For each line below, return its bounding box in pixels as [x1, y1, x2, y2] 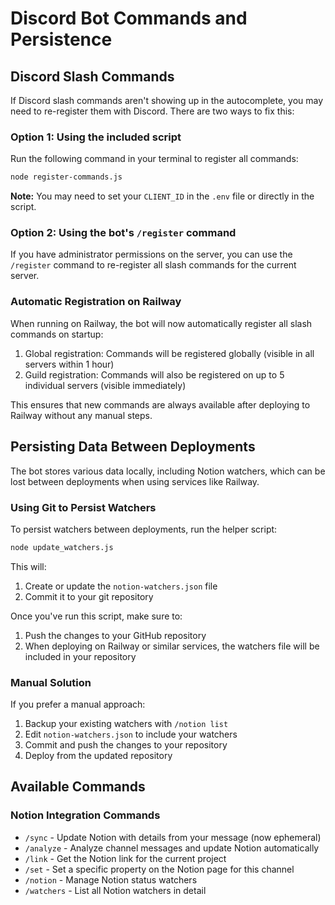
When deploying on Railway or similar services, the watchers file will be [24, 640, 320, 652]
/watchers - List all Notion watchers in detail [24, 884, 207, 896]
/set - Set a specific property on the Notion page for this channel [24, 863, 295, 875]
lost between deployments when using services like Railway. [10, 475, 260, 487]
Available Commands [10, 778, 146, 796]
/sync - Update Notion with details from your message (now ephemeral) [24, 831, 322, 843]
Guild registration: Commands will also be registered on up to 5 [24, 368, 285, 381]
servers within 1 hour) [24, 358, 115, 370]
